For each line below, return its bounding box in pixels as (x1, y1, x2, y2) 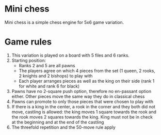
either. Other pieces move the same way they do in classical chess (11, 93, 145, 99)
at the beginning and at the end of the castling (11, 119, 104, 125)
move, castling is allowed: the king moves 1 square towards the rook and (11, 109, 156, 115)
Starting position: (11, 57, 46, 63)
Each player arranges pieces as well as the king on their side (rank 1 (18, 78, 155, 84)
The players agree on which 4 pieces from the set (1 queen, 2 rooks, (18, 68, 156, 74)
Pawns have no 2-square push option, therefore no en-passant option (11, 88, 151, 94)
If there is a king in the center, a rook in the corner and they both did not (11, 104, 156, 109)
